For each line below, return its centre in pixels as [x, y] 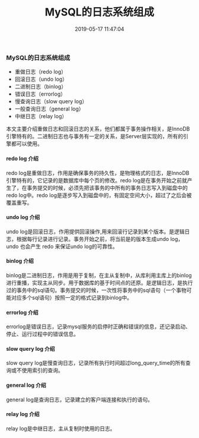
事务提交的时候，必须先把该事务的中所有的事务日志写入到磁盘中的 [107, 188]
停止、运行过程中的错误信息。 [42, 334]
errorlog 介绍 [22, 312]
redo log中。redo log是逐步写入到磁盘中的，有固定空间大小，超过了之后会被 [99, 195]
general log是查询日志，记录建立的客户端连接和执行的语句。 [80, 399]
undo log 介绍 [23, 217]
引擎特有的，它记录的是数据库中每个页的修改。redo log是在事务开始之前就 [97, 180]
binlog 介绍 [20, 261]
